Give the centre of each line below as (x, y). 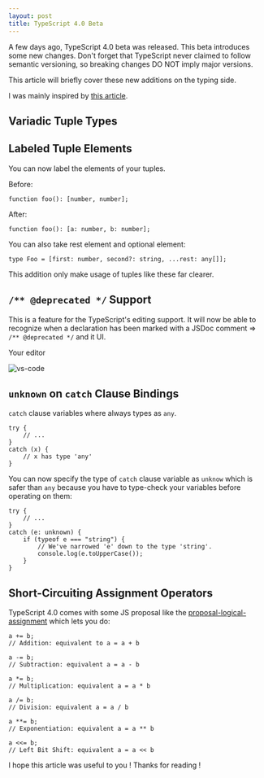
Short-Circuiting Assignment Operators (111, 593)
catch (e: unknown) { (45, 533)
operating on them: (40, 496)
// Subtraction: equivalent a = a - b (74, 665)
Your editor (27, 352)
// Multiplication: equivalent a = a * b (80, 686)
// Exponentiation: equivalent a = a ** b (81, 729)
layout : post (30, 16)
